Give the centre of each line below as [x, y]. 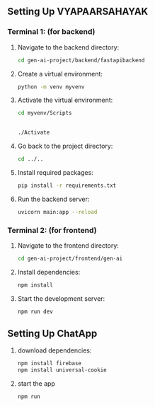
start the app [36, 384]
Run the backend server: [53, 199]
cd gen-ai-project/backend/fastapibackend [81, 60]
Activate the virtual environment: [65, 100]
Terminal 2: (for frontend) [52, 230]
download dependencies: [54, 350]
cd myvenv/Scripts [45, 113]
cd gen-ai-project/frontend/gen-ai [70, 258]
